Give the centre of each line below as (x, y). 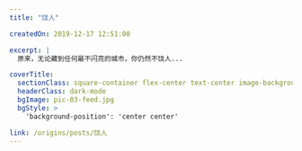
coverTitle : (31, 75)
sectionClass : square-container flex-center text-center (126, 83)
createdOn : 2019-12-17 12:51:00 (70, 34)
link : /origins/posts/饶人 (58, 133)
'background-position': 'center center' (102, 116)
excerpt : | (30, 50)
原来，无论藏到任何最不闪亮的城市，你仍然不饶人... (101, 58)
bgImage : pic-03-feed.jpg (66, 100)
